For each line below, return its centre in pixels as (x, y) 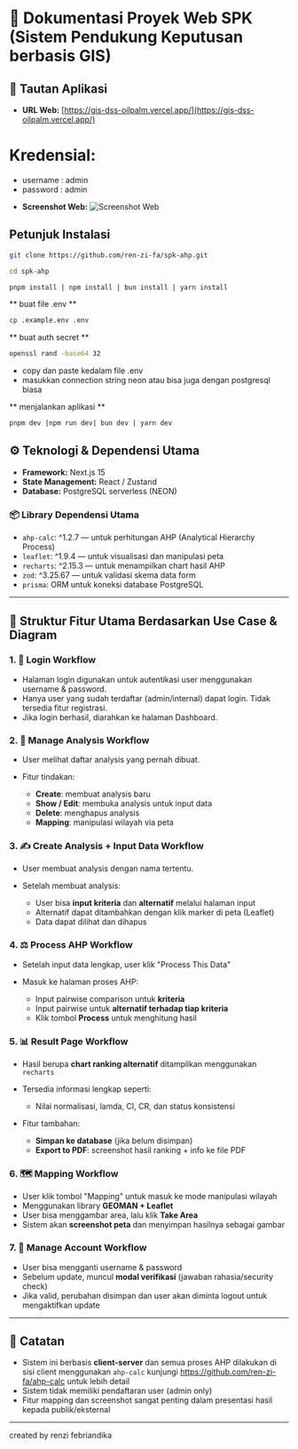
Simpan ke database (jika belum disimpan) (114, 1141)
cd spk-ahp (29, 271)
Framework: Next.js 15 (63, 472)
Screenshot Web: (55, 206)
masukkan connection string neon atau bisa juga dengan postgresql (146, 380)
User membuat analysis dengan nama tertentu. (108, 869)
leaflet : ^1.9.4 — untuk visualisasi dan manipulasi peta (123, 556)
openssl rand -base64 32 (55, 354)
